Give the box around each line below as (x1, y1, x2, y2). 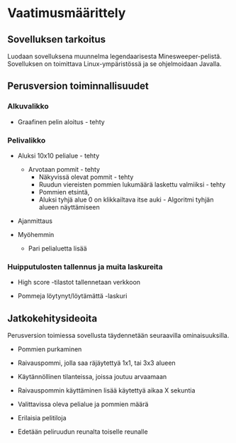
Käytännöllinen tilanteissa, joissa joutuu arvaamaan (17, 373, 167, 381)
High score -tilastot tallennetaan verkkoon (17, 278, 140, 287)
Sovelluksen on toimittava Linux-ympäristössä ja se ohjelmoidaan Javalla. (7, 60, 222, 68)
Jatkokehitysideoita (7, 312, 98, 324)
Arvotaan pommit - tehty (28, 165, 101, 173)
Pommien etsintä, (38, 187, 90, 196)
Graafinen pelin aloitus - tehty (17, 117, 105, 126)
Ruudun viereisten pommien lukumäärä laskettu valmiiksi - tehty (38, 180, 226, 189)
